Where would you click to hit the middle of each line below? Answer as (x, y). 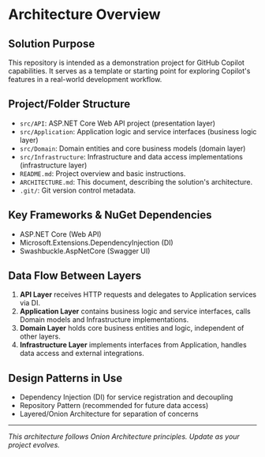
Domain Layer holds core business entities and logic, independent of (132, 328)
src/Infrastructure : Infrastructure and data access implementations (131, 156)
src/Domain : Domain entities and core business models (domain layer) (132, 148)
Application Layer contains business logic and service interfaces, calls (135, 311)
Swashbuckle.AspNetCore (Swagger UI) (85, 251)
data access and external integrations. (82, 354)
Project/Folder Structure (69, 104)
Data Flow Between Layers (75, 276)
